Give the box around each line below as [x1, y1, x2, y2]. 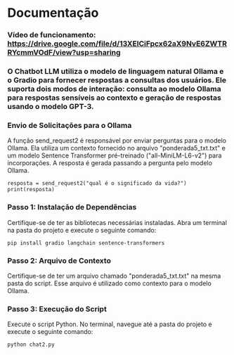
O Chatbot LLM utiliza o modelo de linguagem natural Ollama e [7, 67, 224, 77]
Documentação [7, 5, 99, 21]
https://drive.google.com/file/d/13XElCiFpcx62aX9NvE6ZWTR [7, 39, 227, 49]
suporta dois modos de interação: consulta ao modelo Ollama [7, 84, 221, 94]
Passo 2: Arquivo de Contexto [7, 255, 111, 265]
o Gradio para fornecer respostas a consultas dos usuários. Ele [7, 75, 227, 85]
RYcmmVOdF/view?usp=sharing [7, 48, 121, 58]
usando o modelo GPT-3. [7, 102, 94, 112]
